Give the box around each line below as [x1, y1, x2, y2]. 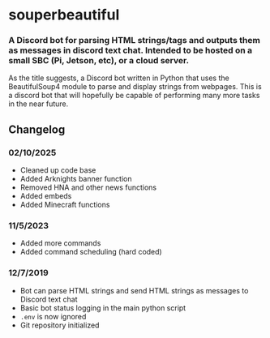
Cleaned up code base [19, 165, 96, 175]
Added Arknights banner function [19, 174, 132, 184]
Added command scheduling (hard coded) [19, 247, 162, 257]
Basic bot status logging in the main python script [19, 302, 186, 313]
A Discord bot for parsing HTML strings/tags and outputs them [8, 35, 261, 46]
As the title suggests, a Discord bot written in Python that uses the [8, 73, 229, 83]
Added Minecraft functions [19, 200, 110, 210]
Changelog [8, 122, 66, 136]
